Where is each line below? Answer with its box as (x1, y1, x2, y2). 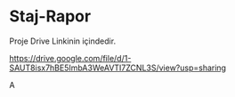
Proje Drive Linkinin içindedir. (9, 36, 117, 46)
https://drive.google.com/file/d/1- (9, 53, 132, 63)
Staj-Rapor (9, 6, 92, 27)
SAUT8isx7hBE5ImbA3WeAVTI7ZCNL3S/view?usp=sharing (9, 62, 227, 73)
